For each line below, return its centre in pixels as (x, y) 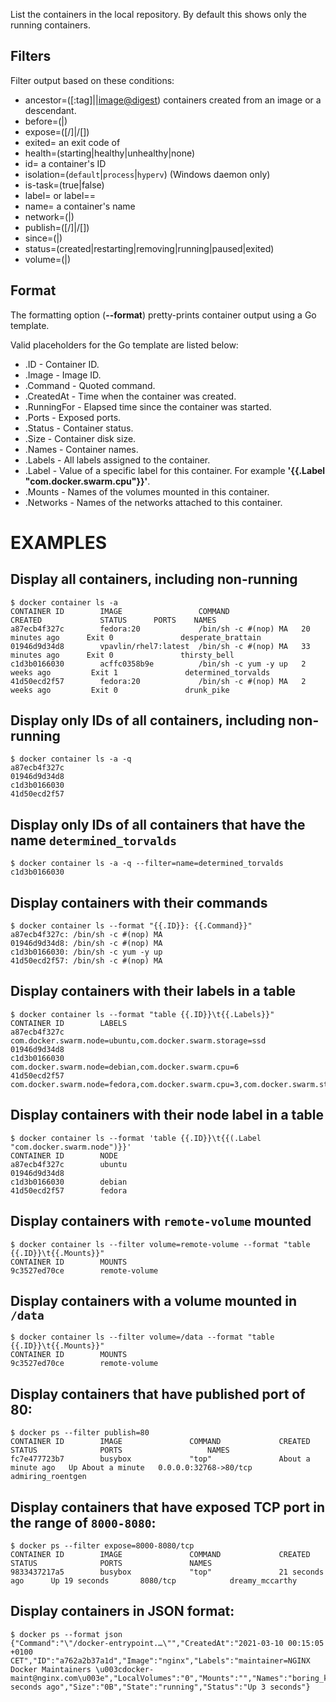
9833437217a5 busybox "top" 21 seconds (167, 1572)
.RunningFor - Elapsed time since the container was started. (148, 406)
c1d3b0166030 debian (69, 1182)
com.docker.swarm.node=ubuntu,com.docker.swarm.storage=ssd (138, 1040)
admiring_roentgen (48, 1477)
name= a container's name (80, 206)
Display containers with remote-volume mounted (161, 1221)
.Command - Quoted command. (90, 385)
